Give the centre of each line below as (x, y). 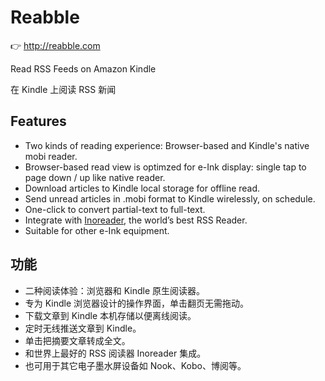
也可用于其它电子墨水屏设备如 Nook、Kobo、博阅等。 (135, 365)
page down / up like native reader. (95, 177)
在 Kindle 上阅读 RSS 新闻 (63, 89)
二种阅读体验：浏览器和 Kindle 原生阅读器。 (115, 290)
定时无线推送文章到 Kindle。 (83, 328)
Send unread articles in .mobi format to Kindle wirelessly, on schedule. (170, 198)
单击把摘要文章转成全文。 (77, 340)
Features (38, 121)
